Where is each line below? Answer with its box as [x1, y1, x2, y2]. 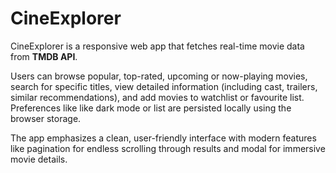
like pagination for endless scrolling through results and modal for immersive [10, 142, 326, 154]
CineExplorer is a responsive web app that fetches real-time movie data [10, 40, 305, 52]
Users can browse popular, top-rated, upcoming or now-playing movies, [10, 70, 308, 82]
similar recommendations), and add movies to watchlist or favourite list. [10, 91, 305, 103]
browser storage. [10, 112, 82, 124]
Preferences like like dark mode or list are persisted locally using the [10, 102, 292, 114]
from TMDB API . [10, 50, 78, 62]
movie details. [10, 153, 68, 165]
